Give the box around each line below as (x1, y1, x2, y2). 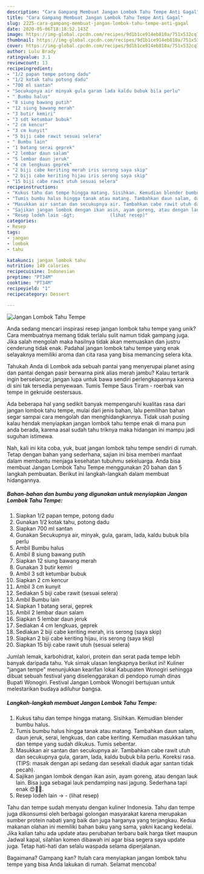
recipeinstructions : (7, 184, 59, 190)
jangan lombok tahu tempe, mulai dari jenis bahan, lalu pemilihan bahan (7, 407, 185, 414)
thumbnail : (7, 37, 35, 43)
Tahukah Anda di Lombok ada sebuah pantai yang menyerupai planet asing (7, 362, 195, 370)
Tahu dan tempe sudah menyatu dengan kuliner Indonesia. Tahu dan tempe (7, 803, 196, 811)
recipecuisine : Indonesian (7, 269, 75, 275)
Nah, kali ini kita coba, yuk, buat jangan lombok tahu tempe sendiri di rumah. (7, 444, 198, 452)
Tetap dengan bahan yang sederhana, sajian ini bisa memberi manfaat (7, 450, 182, 458)
